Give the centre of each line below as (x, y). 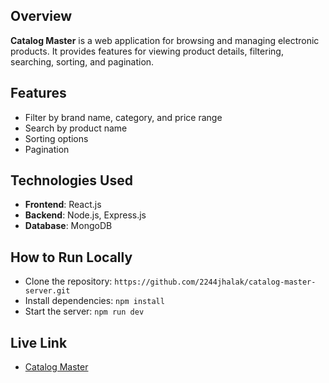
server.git (47, 291)
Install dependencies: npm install (94, 301)
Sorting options (56, 138)
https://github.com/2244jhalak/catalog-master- (215, 282)
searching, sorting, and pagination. (82, 61)
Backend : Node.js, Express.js (85, 215)
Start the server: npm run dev (84, 311)
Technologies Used (71, 180)
